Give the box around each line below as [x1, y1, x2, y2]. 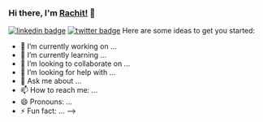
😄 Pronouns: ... [19, 97, 73, 107]
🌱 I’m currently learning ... [19, 50, 107, 60]
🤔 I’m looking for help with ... [19, 68, 116, 77]
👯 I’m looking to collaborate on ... [19, 59, 131, 68]
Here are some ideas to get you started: [122, 26, 256, 36]
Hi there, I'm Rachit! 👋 [8, 7, 96, 19]
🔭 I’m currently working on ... [19, 41, 117, 51]
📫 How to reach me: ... [19, 85, 98, 95]
